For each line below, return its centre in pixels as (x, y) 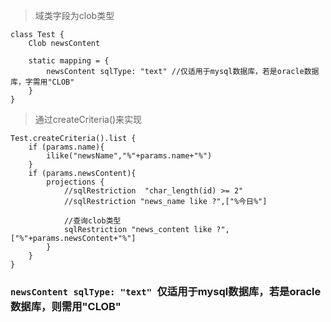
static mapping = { (69, 61)
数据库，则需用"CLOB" (66, 306)
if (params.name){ (66, 147)
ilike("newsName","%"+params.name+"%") (129, 156)
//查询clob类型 (92, 221)
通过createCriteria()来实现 (88, 119)
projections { (75, 182)
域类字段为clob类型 (74, 15)
